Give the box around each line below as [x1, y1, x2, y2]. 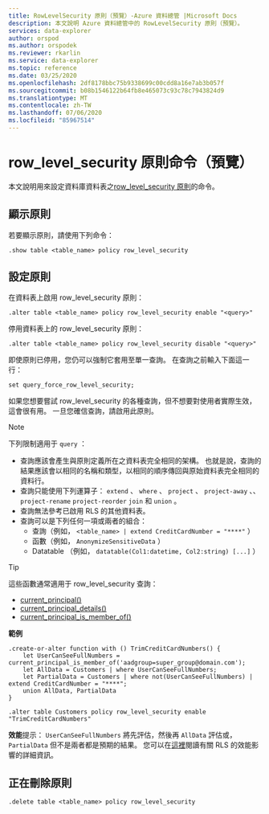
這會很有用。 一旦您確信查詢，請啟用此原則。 [8, 407, 158, 416]
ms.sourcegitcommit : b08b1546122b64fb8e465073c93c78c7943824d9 [8, 86, 225, 95]
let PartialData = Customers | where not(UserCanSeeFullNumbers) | [22, 673, 253, 681]
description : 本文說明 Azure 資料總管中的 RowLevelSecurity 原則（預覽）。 [8, 19, 244, 27]
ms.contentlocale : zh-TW [8, 101, 92, 109]
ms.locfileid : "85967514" [8, 117, 95, 125]
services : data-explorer [8, 27, 92, 35]
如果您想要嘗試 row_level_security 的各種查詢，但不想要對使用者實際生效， [8, 396, 257, 406]
